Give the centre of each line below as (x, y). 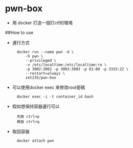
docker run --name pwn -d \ (45, 52)
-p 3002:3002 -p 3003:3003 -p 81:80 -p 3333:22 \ (77, 69)
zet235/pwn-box (41, 77)
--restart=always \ (45, 73)
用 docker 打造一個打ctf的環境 (42, 23)
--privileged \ (41, 60)
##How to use (19, 32)
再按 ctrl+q (28, 122)
